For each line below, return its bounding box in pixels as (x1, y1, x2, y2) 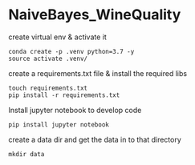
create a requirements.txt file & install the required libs (8, 68, 187, 78)
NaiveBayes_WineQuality (8, 6, 181, 24)
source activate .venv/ (8, 54, 88, 62)
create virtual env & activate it (8, 32, 107, 42)
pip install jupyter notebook (8, 120, 110, 129)
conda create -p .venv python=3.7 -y (8, 47, 135, 55)
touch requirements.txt (8, 84, 88, 92)
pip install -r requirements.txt (8, 91, 120, 99)
